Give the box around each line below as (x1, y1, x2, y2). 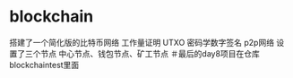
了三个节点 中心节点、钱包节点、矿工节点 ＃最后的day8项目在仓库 (16, 48, 260, 59)
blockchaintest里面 (9, 59, 80, 70)
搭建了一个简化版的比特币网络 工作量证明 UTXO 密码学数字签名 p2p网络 (9, 37, 275, 48)
